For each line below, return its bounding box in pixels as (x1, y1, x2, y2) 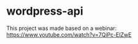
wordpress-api (6, 4, 83, 18)
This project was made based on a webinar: (6, 24, 117, 32)
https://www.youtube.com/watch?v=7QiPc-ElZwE (6, 31, 132, 38)
